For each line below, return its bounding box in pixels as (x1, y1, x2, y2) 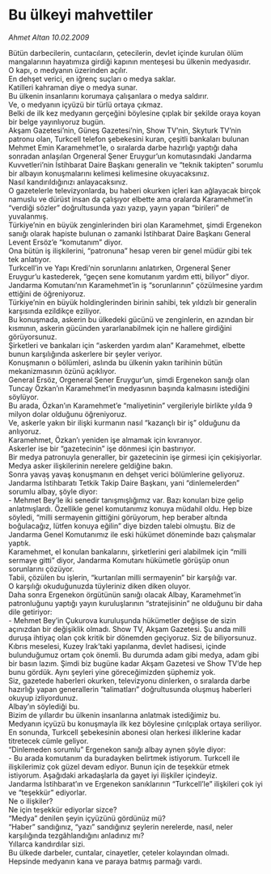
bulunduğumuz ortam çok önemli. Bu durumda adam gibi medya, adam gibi (8, 650, 260, 660)
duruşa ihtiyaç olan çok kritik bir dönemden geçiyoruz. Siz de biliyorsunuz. (8, 633, 257, 643)
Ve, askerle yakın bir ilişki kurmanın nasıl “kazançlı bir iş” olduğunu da (8, 418, 240, 427)
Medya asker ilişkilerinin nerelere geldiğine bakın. (8, 460, 173, 470)
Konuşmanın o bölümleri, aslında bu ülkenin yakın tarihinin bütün (8, 358, 223, 367)
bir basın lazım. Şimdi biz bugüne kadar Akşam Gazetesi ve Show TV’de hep (8, 658, 262, 668)
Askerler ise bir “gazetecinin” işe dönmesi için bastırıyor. (8, 443, 196, 453)
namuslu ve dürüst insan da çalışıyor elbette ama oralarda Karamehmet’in (8, 194, 253, 204)
